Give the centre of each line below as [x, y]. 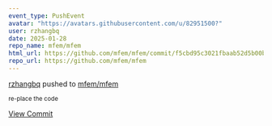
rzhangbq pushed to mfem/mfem [64, 84]
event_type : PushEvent [47, 16]
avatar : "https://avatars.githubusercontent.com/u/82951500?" [115, 23]
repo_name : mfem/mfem [45, 46]
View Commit [31, 113]
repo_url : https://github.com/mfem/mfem [78, 61]
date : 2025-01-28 [38, 38]
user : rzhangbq [34, 31]
